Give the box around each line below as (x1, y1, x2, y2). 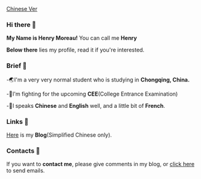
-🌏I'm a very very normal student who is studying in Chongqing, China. (6, 76, 190, 83)
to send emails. (6, 167, 45, 174)
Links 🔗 (6, 117, 29, 126)
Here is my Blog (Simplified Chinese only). (6, 131, 112, 139)
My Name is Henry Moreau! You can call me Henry (6, 34, 137, 42)
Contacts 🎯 (6, 147, 41, 155)
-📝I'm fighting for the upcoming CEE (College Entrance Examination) (6, 90, 178, 97)
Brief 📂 (6, 61, 27, 70)
